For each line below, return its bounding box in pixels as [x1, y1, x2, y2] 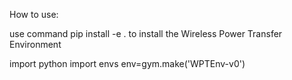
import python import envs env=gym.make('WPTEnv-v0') [9, 58, 246, 69]
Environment [9, 39, 62, 50]
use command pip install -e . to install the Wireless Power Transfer [9, 28, 283, 39]
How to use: [9, 9, 59, 20]
